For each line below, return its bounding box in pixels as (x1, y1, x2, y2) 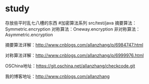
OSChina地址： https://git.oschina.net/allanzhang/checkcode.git (5, 63, 135, 69)
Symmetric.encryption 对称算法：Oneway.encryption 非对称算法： (5, 26, 141, 32)
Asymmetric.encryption (5, 32, 53, 38)
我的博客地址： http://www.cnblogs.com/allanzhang (5, 73, 110, 79)
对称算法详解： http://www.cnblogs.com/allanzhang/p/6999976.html (5, 52, 144, 58)
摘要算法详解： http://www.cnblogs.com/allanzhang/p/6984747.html (5, 42, 144, 47)
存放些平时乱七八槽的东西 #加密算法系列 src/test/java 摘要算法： (5, 20, 137, 26)
